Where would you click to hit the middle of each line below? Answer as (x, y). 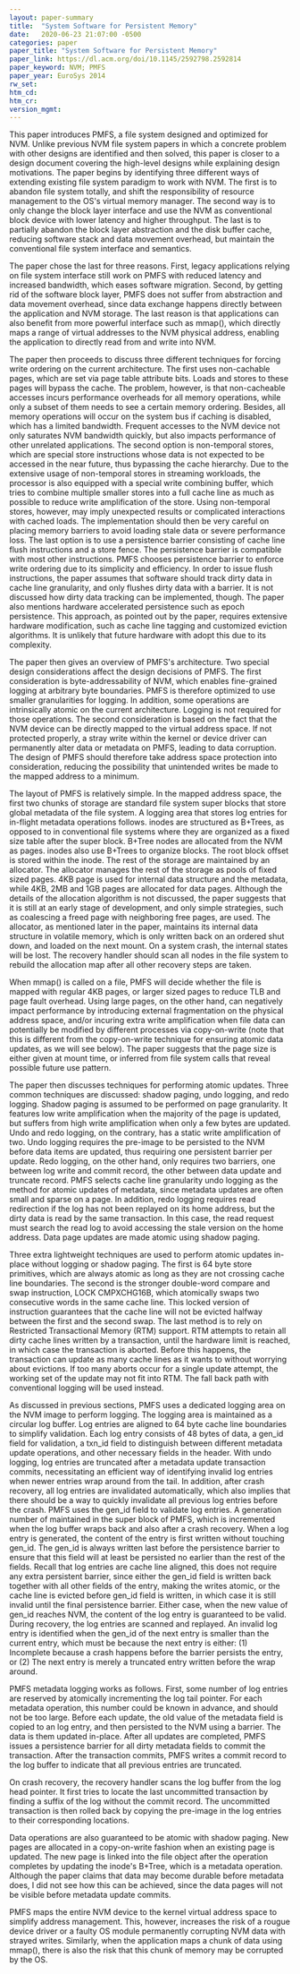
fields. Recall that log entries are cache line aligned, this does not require (143, 1567)
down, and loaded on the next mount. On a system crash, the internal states (149, 946)
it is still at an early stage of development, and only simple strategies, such (146, 908)
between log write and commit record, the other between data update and (146, 1171)
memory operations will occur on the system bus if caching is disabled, (140, 416)
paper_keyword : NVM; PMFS (57, 68)
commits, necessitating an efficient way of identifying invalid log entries (142, 1472)
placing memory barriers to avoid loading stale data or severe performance (147, 531)
